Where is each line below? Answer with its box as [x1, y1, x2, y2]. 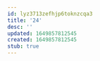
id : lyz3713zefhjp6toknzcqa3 [7, 10, 93, 18]
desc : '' [7, 23, 33, 30]
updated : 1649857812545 [7, 29, 77, 37]
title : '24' [7, 17, 42, 24]
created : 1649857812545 [7, 36, 77, 43]
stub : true [7, 43, 39, 50]
